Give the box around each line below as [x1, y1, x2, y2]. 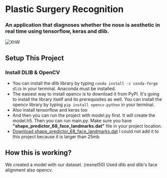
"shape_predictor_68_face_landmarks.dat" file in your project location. [12, 123, 162, 129]
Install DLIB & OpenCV [5, 69, 60, 76]
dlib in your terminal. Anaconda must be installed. [12, 85, 116, 92]
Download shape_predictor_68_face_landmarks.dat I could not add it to [12, 128, 159, 134]
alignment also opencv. [5, 167, 53, 173]
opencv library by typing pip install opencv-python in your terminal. [12, 102, 155, 108]
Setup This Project [5, 54, 64, 62]
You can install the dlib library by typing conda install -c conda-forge [12, 80, 158, 86]
